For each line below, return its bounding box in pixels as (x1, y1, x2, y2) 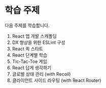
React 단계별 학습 (12, 52, 48, 58)
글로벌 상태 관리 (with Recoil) (12, 71, 71, 77)
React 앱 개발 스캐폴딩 (12, 33, 57, 39)
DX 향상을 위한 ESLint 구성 (12, 39, 65, 46)
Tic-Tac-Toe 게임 (12, 58, 48, 64)
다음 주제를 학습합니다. (5, 22, 50, 28)
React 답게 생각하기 (12, 64, 52, 71)
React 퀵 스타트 (12, 46, 44, 52)
